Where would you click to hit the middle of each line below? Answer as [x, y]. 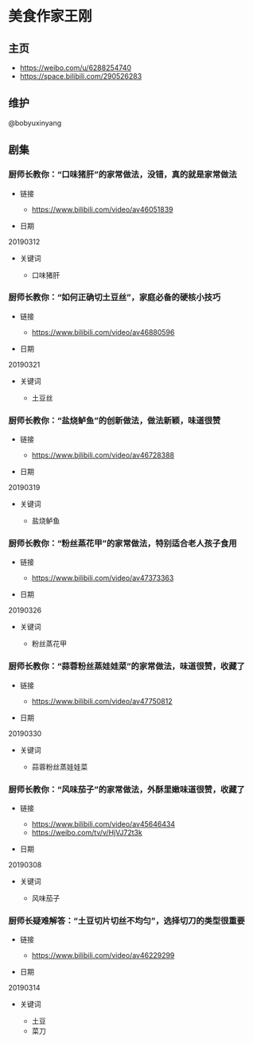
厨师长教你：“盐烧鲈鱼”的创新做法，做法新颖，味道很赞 [115, 420]
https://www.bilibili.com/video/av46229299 [103, 955]
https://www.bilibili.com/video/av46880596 [103, 332]
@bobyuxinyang [35, 123]
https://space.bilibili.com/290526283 [81, 76]
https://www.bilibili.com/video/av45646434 [103, 823]
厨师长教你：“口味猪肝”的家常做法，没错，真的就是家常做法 [123, 174]
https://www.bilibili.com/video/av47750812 [102, 701]
